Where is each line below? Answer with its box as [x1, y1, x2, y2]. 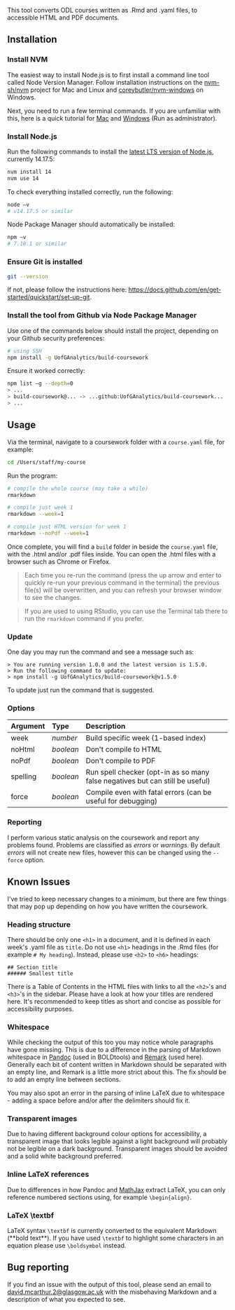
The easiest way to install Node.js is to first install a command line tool [7, 70, 210, 79]
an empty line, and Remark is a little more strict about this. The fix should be [7, 1068, 227, 1077]
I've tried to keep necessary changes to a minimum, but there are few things [7, 894, 227, 903]
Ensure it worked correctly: [7, 367, 85, 375]
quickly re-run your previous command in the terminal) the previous [24, 578, 220, 587]
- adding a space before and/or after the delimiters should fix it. [7, 1096, 190, 1105]
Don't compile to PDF [85, 756, 156, 766]
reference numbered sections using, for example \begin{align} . [7, 1193, 192, 1201]
